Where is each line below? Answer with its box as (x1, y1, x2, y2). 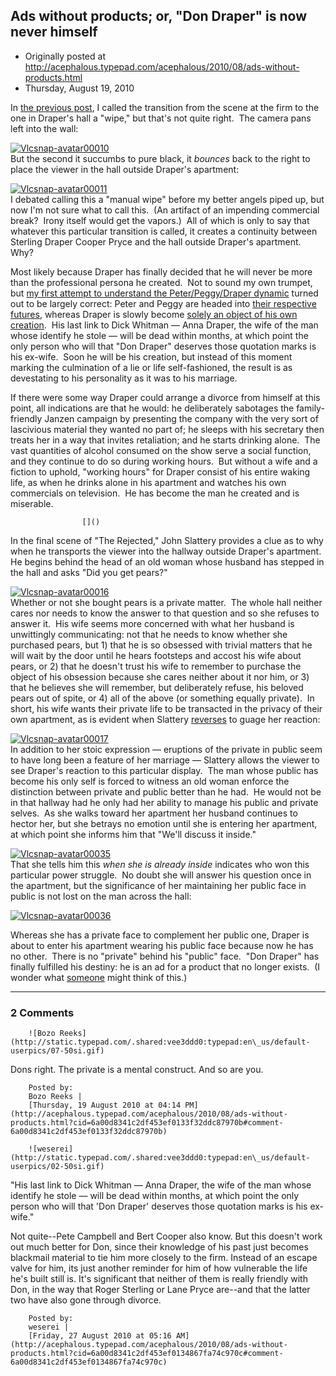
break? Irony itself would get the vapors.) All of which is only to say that (10, 214, 310, 226)
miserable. (10, 497, 54, 509)
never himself (10, 24, 98, 41)
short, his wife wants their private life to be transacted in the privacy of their (10, 702, 323, 714)
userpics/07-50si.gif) (10, 1046, 105, 1056)
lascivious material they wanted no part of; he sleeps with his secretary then (10, 423, 325, 435)
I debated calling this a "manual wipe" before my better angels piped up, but (10, 193, 325, 205)
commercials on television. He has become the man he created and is (10, 487, 300, 499)
